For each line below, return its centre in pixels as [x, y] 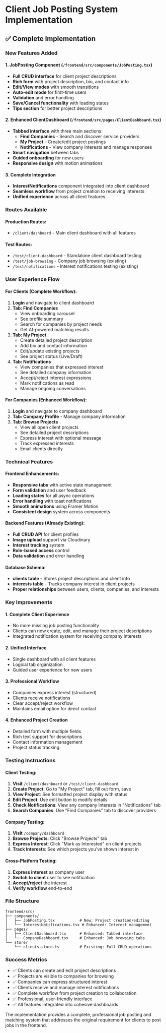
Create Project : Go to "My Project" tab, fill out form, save [72, 789]
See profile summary [42, 319]
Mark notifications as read [47, 383]
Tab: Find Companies [35, 308]
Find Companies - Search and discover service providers [80, 136]
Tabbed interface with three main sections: [58, 131]
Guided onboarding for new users [48, 158]
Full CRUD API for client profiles [46, 534]
